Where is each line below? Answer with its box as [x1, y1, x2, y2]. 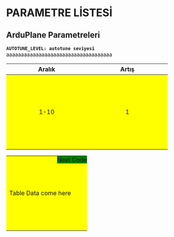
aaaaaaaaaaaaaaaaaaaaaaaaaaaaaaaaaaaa [6, 51, 112, 58]
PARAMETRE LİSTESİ [6, 6, 112, 20]
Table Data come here [9, 189, 71, 197]
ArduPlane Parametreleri [6, 30, 100, 40]
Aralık [38, 65, 56, 73]
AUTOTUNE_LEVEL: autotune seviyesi [6, 45, 95, 51]
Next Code [56, 156, 87, 164]
